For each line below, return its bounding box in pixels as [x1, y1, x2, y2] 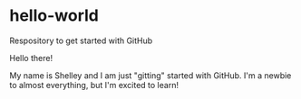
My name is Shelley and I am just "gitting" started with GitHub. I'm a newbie [9, 69, 292, 81]
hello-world [9, 5, 100, 26]
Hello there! [9, 52, 53, 63]
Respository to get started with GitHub [9, 35, 153, 46]
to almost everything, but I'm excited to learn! [9, 79, 180, 90]
